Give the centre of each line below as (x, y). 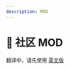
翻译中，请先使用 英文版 (35, 60)
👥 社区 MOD (34, 42)
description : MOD (27, 11)
